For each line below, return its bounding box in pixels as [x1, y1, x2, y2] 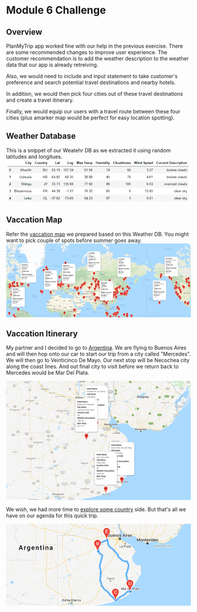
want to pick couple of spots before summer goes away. [6, 236, 142, 244]
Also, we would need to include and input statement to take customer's [6, 73, 178, 79]
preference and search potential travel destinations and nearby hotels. [6, 79, 176, 86]
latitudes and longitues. [6, 153, 63, 160]
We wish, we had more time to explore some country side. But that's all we [6, 506, 186, 513]
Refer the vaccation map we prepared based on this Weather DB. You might [6, 230, 189, 238]
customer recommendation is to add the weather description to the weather [6, 55, 189, 62]
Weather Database [6, 131, 76, 141]
